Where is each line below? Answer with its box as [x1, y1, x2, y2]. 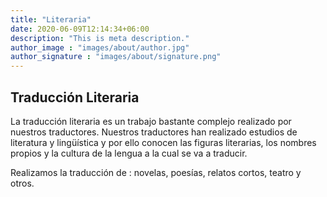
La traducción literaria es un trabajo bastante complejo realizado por [10, 115, 292, 127]
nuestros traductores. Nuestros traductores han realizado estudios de [10, 126, 298, 138]
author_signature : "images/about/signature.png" [10, 52, 222, 62]
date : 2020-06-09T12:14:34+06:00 [10, 24, 150, 34]
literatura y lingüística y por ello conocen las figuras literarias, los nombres [10, 136, 317, 148]
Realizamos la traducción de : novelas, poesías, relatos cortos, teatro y [10, 166, 302, 178]
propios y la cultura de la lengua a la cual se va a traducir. [10, 147, 248, 159]
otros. [10, 177, 35, 189]
